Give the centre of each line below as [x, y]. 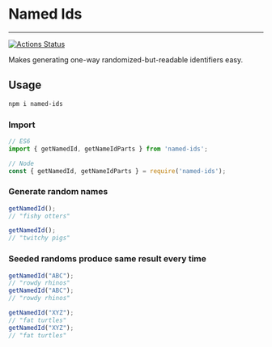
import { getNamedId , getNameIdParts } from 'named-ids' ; [108, 149]
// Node [21, 163]
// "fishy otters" [39, 216]
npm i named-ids [36, 104]
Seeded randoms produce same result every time [107, 259]
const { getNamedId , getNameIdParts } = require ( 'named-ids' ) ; [117, 171]
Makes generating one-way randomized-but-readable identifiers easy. [126, 59]
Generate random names [58, 192]
